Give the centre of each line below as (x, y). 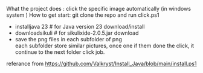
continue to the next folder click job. (60, 52)
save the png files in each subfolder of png (68, 39)
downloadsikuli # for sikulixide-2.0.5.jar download (77, 33)
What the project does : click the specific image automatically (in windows (99, 9)
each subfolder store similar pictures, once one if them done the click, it (105, 45)
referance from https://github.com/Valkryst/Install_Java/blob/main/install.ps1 (101, 63)
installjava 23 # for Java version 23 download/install (80, 27)
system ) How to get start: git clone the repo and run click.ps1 (83, 15)
